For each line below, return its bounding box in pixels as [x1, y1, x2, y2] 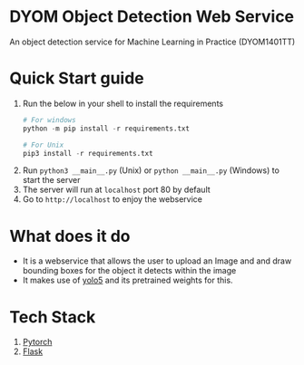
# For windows [22, 115, 76, 124]
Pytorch [22, 337, 53, 348]
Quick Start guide [9, 68, 144, 89]
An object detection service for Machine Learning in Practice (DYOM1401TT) [9, 36, 296, 47]
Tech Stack [9, 306, 96, 327]
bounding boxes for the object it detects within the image [22, 265, 237, 276]
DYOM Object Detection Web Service [9, 6, 295, 27]
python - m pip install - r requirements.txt [22, 124, 191, 133]
